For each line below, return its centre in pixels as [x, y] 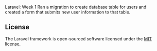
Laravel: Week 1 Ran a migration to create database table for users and [76, 7]
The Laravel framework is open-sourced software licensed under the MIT [78, 38]
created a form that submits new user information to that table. [68, 12]
